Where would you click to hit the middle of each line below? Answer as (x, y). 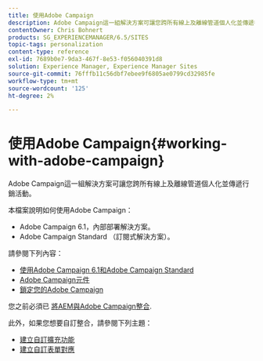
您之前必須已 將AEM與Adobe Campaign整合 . (80, 306)
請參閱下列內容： (36, 253)
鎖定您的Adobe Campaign (61, 290)
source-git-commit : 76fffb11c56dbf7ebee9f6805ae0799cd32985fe (112, 74)
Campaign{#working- (155, 144)
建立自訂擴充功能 (47, 340)
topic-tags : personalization (56, 45)
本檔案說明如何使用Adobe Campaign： (70, 210)
